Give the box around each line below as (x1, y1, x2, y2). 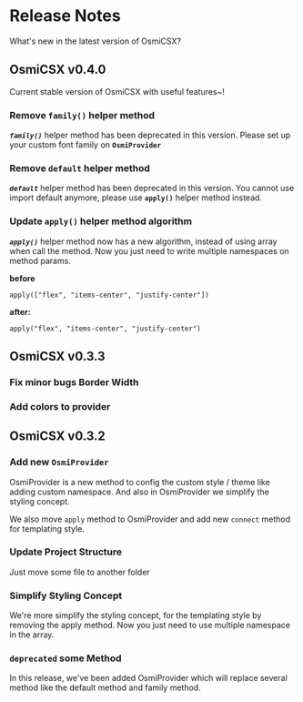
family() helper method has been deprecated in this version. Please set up (9, 129, 291, 141)
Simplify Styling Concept (9, 589, 123, 602)
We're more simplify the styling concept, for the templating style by (9, 610, 262, 621)
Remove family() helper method (9, 108, 156, 121)
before (9, 272, 35, 283)
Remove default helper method (9, 161, 150, 174)
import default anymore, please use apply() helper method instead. (9, 192, 262, 203)
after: (9, 306, 31, 317)
